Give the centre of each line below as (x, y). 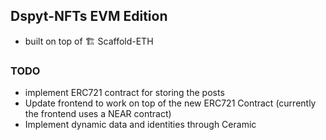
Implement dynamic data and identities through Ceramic (140, 125)
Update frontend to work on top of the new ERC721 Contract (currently (170, 103)
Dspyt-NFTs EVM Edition (89, 16)
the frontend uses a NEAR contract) (98, 114)
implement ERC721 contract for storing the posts (124, 93)
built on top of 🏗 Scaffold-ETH (89, 41)
